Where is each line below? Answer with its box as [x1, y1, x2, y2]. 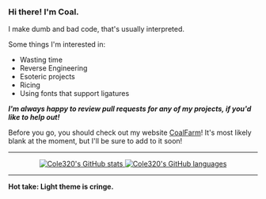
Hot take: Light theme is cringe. [8, 182, 114, 192]
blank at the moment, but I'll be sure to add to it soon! [8, 136, 183, 146]
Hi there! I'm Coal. [8, 6, 79, 17]
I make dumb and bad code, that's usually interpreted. [8, 25, 184, 34]
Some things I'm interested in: [8, 40, 105, 49]
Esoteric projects [19, 72, 75, 82]
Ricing [19, 80, 41, 90]
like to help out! [8, 113, 60, 122]
